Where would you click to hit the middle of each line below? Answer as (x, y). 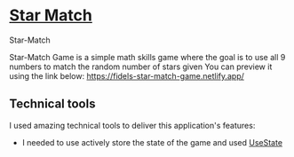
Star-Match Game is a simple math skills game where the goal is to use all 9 (147, 57)
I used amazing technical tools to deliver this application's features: (132, 125)
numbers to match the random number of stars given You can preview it (141, 67)
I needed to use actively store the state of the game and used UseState (152, 142)
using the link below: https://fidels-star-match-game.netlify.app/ (127, 75)
